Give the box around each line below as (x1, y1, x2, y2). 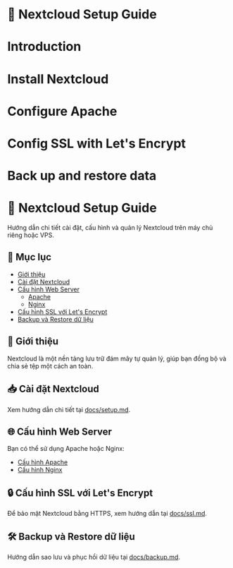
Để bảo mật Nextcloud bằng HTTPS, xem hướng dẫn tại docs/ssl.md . (7, 509, 208, 518)
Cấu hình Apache (17, 458, 68, 466)
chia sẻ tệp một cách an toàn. (7, 361, 94, 370)
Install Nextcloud (7, 71, 109, 87)
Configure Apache (7, 103, 118, 119)
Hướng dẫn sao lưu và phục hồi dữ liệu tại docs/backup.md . (7, 552, 181, 561)
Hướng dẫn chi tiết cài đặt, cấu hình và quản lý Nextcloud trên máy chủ (7, 224, 213, 232)
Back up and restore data (7, 168, 157, 184)
